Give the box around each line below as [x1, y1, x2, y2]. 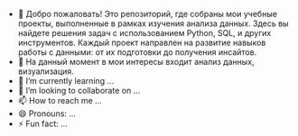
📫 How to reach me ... [17, 95, 102, 105]
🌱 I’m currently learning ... [17, 76, 115, 86]
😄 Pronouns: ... [17, 108, 77, 119]
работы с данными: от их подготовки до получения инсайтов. [17, 47, 257, 58]
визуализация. [17, 66, 74, 77]
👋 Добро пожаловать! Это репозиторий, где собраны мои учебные [17, 9, 278, 19]
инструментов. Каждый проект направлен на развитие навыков [17, 37, 266, 48]
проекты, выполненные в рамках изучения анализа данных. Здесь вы [17, 18, 289, 29]
